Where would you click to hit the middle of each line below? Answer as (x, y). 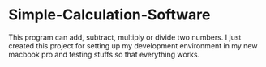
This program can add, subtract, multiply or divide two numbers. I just (125, 37)
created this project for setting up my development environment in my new (133, 45)
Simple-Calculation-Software (109, 15)
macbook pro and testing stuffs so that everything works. (104, 54)
